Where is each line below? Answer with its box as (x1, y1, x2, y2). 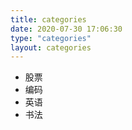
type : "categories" (10, 33, 92, 43)
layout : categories (10, 42, 92, 53)
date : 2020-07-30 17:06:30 (10, 24, 123, 34)
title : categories (10, 14, 87, 25)
